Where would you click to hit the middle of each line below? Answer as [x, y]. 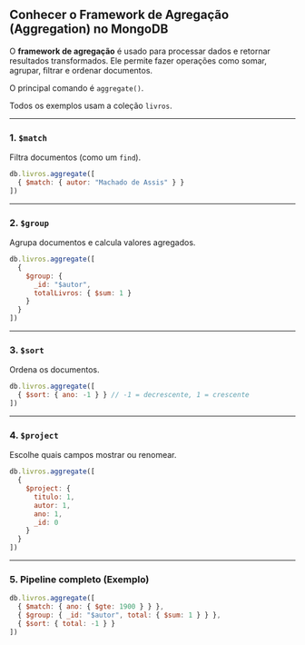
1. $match [29, 137]
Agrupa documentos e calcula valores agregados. [103, 243]
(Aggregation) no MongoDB [89, 30]
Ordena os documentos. [54, 370]
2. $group [30, 223]
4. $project [34, 435]
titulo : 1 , [54, 497]
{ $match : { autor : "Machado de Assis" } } [101, 182]
